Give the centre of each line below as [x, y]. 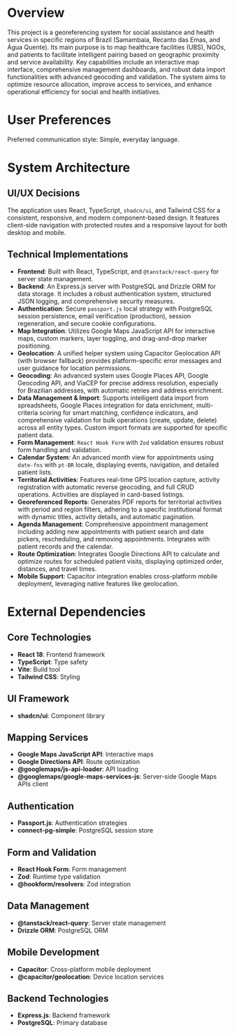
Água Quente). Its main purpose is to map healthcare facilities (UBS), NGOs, [116, 47]
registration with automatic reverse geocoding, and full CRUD [105, 487]
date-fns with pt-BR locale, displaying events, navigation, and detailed [118, 465]
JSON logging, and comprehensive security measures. [96, 301]
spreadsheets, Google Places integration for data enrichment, [106, 405]
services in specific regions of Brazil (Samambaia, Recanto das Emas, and [114, 39]
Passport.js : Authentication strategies [72, 823]
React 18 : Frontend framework [61, 654]
